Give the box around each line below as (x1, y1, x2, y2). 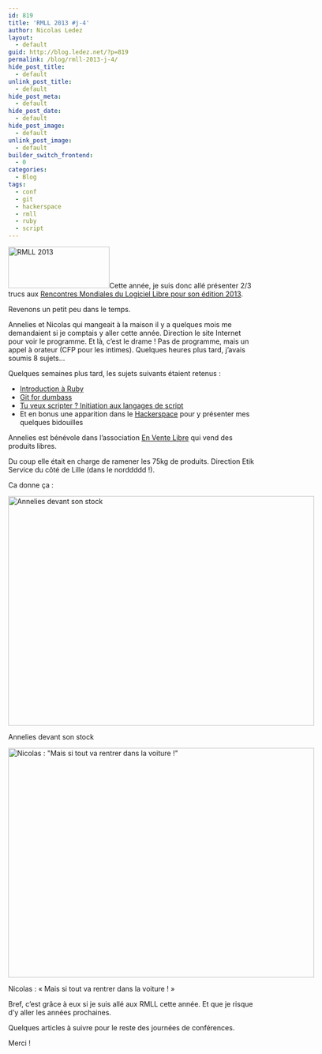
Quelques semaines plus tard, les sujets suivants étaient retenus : (8, 369, 221, 378)
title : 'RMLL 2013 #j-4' (8, 19, 90, 27)
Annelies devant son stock (8, 732, 95, 741)
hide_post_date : (8, 107, 62, 115)
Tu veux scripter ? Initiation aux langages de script (19, 401, 184, 410)
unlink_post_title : (8, 77, 73, 85)
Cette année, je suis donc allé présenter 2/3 (109, 281, 252, 290)
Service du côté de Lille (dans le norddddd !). (8, 465, 155, 474)
